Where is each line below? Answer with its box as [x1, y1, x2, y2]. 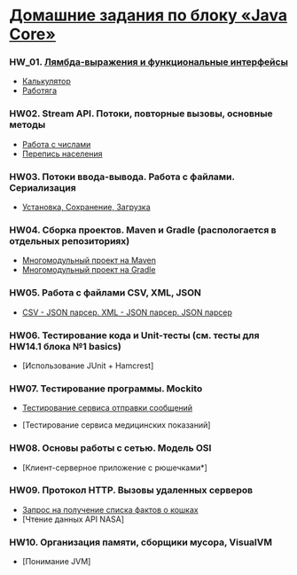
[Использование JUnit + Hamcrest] [21, 360, 154, 371]
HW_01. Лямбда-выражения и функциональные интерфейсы [9, 56, 288, 68]
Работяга [21, 85, 58, 96]
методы [9, 119, 46, 131]
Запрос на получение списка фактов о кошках [21, 504, 199, 515]
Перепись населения [21, 148, 104, 159]
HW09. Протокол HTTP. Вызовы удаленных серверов [9, 484, 254, 497]
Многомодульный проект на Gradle [21, 264, 156, 275]
